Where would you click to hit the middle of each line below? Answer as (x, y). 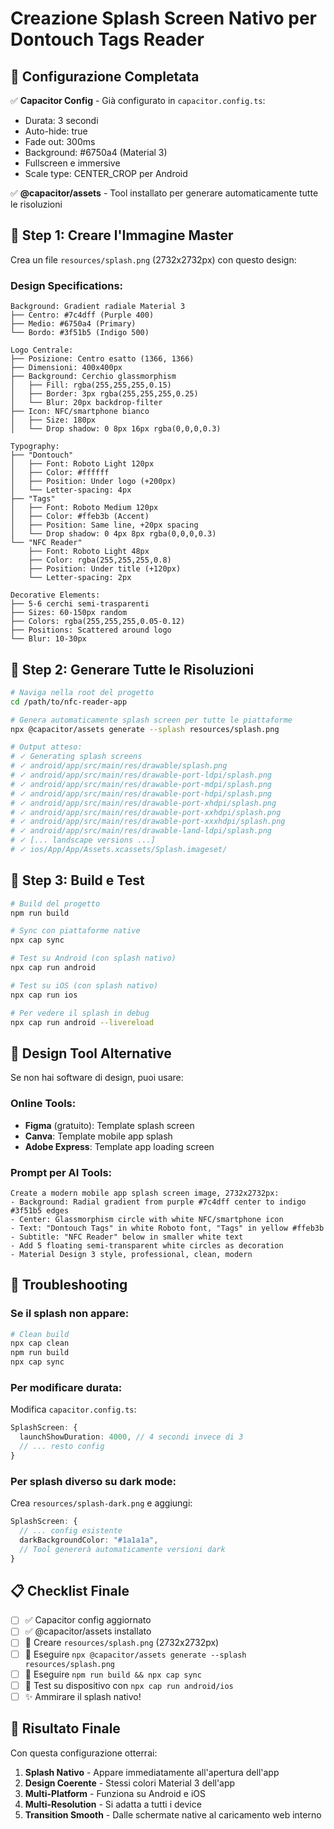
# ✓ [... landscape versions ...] (83, 840)
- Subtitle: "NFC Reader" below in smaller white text (127, 1237)
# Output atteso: (46, 747)
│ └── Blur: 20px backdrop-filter (86, 403)
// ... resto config (62, 1447)
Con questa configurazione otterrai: (84, 1753)
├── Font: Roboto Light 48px (89, 552)
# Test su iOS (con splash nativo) (84, 985)
